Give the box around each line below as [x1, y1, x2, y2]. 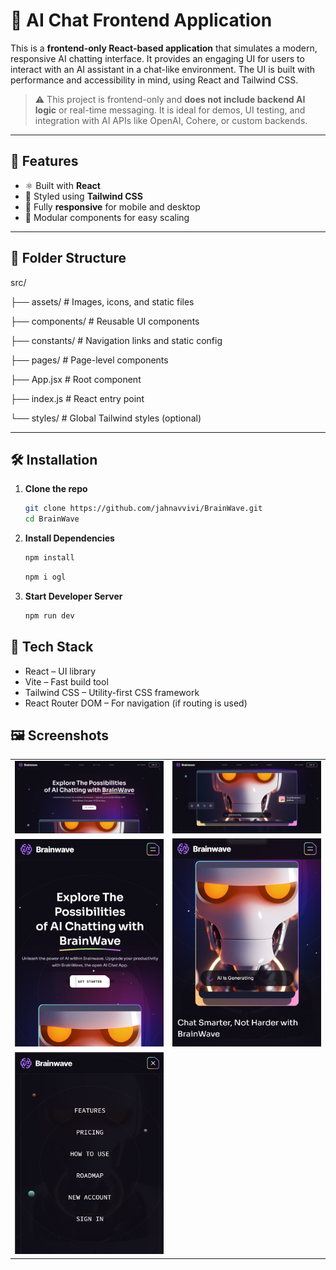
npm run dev [24, 610, 75, 621]
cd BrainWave [24, 514, 80, 524]
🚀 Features [10, 153, 79, 170]
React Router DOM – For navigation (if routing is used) [24, 697, 248, 709]
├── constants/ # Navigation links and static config [10, 334, 223, 346]
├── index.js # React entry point [10, 392, 145, 404]
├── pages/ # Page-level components [10, 354, 169, 366]
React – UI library [24, 665, 97, 677]
